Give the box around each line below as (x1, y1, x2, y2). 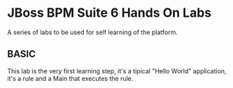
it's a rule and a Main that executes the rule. (7, 74, 134, 82)
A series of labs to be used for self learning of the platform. (7, 28, 178, 36)
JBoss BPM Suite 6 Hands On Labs (7, 5, 212, 21)
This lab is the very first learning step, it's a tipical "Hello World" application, (7, 66, 227, 75)
